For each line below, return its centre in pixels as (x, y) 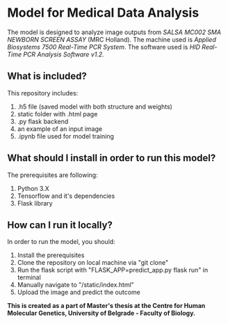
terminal (29, 277)
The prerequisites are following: (53, 175)
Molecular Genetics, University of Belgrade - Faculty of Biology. (101, 313)
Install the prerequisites (51, 255)
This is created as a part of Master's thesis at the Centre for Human (106, 306)
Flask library (35, 203)
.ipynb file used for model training (66, 136)
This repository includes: (43, 93)
